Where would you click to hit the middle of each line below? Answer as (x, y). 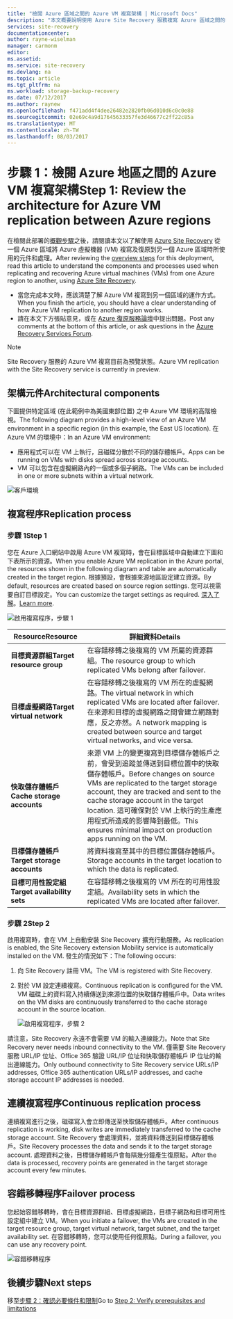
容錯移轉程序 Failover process (71, 1194)
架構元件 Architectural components (84, 393)
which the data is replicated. (133, 869)
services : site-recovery (43, 26)
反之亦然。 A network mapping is (154, 722)
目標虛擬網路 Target (43, 707)
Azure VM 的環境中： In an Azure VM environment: (79, 437)
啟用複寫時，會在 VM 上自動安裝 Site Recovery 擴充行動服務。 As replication (115, 939)
